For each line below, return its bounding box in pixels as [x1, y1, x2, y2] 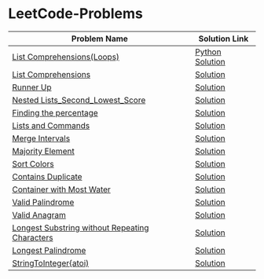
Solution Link [198, 33, 249, 44]
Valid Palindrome [12, 196, 75, 207]
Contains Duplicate [12, 171, 82, 182]
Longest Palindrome [12, 244, 86, 255]
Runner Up [12, 82, 53, 93]
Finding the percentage [12, 107, 98, 118]
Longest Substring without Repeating [12, 222, 149, 233]
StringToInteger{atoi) [12, 257, 90, 268]
